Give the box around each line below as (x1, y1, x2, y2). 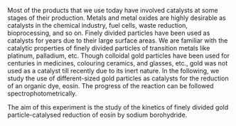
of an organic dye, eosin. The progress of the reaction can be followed (7, 82, 215, 90)
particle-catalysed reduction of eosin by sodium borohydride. (7, 110, 188, 119)
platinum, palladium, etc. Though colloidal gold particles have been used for (7, 51, 230, 60)
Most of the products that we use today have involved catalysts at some (7, 6, 218, 14)
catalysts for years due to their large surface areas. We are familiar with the (7, 36, 228, 45)
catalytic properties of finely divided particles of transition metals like (7, 44, 210, 52)
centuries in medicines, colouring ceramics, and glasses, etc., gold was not (7, 59, 228, 67)
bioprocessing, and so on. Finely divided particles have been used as (7, 28, 210, 37)
